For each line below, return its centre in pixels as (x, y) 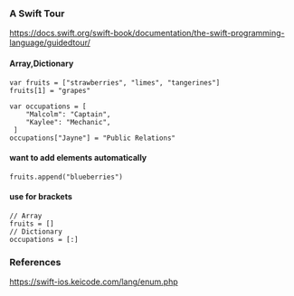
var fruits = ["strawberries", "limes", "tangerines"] (115, 83)
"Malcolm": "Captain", (68, 114)
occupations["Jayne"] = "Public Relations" (93, 138)
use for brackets (41, 197)
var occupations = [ (48, 106)
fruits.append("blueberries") (66, 177)
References (35, 262)
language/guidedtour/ (50, 42)
